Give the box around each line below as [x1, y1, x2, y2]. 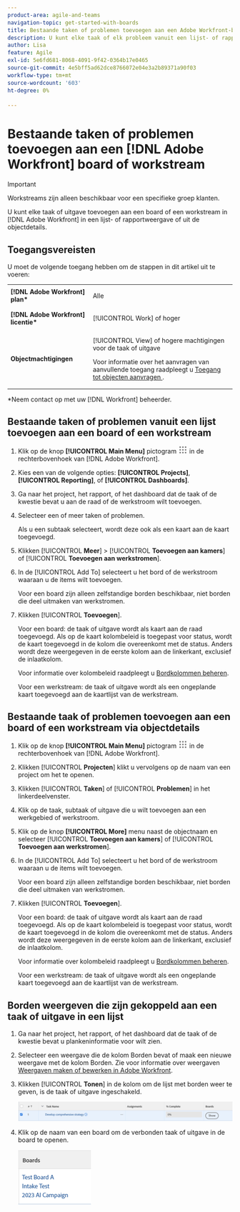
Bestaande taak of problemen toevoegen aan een [7, 711, 231, 723]
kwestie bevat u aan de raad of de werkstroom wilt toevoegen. [17, 497, 202, 506]
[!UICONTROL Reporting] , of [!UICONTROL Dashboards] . [17, 476, 189, 484]
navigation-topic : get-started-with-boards [7, 19, 139, 26]
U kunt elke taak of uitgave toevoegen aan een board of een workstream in [7, 208, 228, 216]
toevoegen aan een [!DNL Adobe [7, 141, 204, 157]
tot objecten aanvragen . [92, 373, 164, 381]
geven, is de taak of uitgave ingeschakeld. [17, 1088, 142, 1096]
